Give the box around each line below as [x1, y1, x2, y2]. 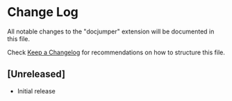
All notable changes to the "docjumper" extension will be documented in [7, 27, 215, 36]
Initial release [17, 86, 56, 95]
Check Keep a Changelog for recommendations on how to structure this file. [7, 48, 226, 56]
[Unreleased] [7, 68, 66, 80]
